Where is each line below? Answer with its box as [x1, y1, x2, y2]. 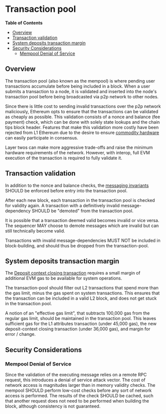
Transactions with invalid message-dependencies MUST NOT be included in [5, 237, 161, 243]
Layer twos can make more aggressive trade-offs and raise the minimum [5, 144, 153, 150]
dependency [5, 208, 31, 214]
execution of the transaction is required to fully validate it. [5, 155, 123, 161]
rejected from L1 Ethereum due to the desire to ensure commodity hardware [5, 130, 160, 136]
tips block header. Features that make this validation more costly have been [5, 124, 159, 130]
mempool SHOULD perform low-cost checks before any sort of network [5, 387, 152, 394]
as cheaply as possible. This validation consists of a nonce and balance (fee [5, 114, 161, 120]
